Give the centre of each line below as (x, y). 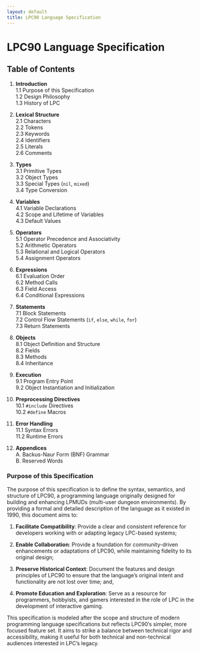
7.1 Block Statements (41, 313)
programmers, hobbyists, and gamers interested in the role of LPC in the (104, 600)
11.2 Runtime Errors (39, 436)
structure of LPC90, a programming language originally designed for (91, 496)
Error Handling (34, 424)
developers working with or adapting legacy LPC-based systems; (96, 533)
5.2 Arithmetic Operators (46, 245)
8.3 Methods (31, 357)
